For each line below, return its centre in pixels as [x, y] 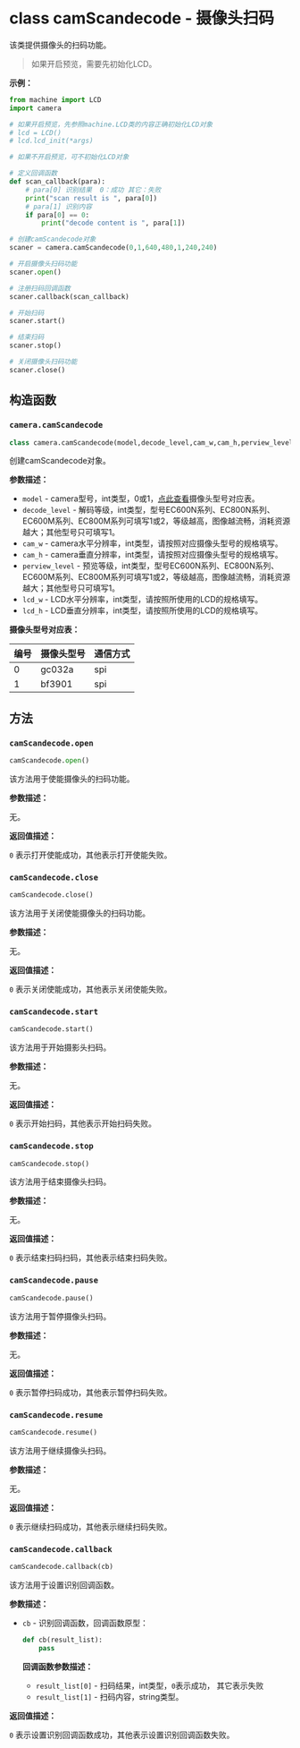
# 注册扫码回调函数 [40, 288]
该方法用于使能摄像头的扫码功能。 [72, 779]
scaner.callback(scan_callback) [69, 296]
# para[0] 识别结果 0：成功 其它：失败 [93, 190]
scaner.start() [37, 321]
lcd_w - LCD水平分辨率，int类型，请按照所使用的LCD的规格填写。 [142, 600]
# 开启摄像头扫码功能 [43, 264]
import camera [36, 108]
